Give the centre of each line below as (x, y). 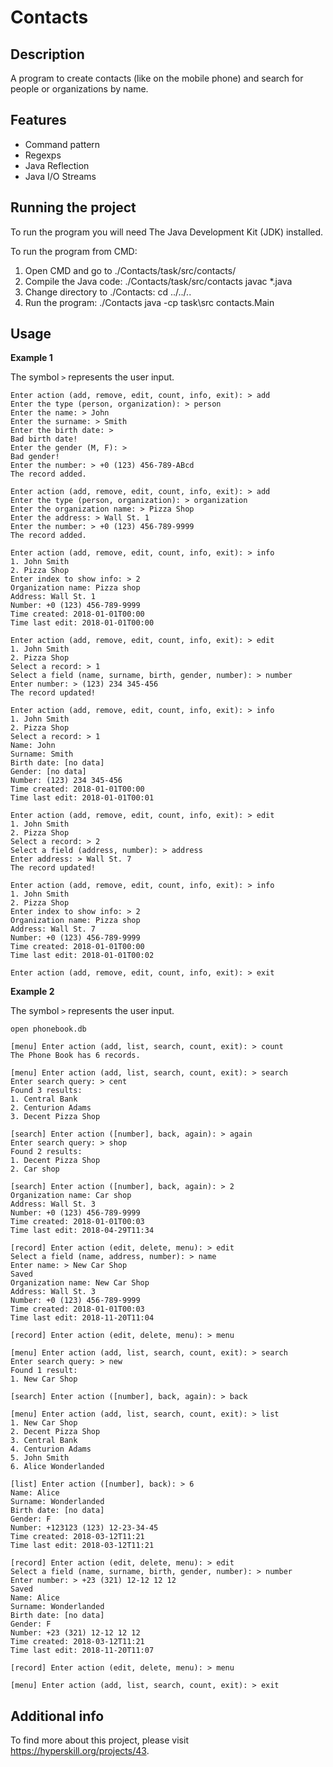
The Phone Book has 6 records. (75, 1056)
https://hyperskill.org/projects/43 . (80, 1751)
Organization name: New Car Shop (80, 1283)
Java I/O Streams (60, 176)
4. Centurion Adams (51, 1449)
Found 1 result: (44, 1371)
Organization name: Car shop (71, 1196)
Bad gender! (35, 457)
